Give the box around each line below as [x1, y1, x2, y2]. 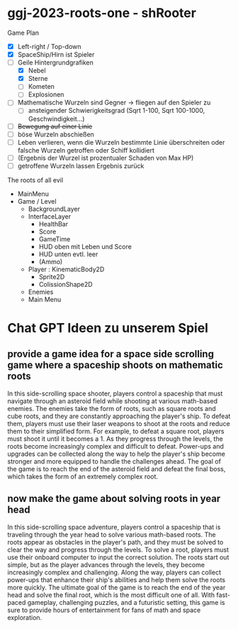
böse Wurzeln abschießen [17, 130, 94, 138]
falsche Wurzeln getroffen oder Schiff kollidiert [17, 146, 154, 154]
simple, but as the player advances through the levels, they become [7, 560, 205, 569]
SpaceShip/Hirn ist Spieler [17, 50, 95, 58]
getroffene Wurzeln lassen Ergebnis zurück [17, 161, 144, 170]
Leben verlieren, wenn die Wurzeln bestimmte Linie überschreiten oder [17, 138, 225, 146]
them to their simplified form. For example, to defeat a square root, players [7, 427, 225, 435]
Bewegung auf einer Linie [17, 122, 93, 131]
